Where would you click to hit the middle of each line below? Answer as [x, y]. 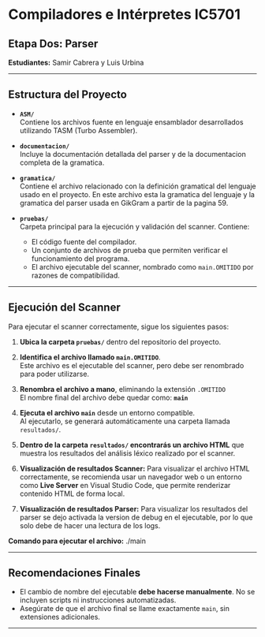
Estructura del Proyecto [68, 95]
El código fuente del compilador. [84, 241]
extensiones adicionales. [60, 617]
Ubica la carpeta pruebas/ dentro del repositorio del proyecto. [120, 341]
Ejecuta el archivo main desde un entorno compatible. [107, 412]
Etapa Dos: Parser [53, 44]
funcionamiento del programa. [80, 259]
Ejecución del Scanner [64, 308]
